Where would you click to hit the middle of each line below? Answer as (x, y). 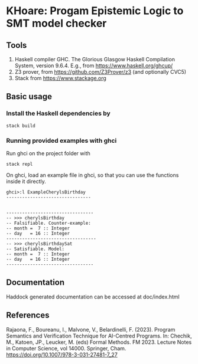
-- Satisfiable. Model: (35, 249)
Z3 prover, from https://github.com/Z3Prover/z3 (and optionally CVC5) (100, 72)
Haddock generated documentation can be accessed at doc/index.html (93, 297)
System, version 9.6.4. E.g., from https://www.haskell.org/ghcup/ (94, 65)
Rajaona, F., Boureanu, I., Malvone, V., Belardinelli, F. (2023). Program (91, 329)
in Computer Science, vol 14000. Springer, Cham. (66, 348)
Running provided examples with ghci (61, 140)
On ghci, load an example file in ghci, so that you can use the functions (92, 175)
